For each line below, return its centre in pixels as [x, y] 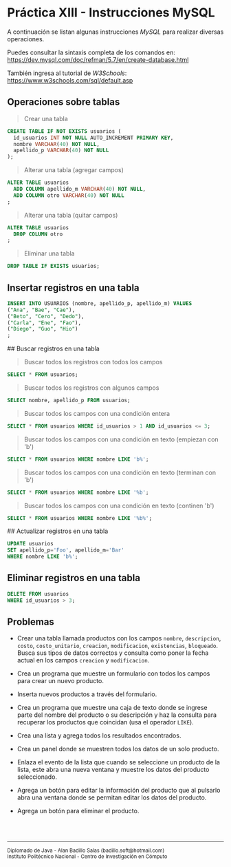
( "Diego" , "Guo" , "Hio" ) [43, 329]
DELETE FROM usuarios [38, 594]
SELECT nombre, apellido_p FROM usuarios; [69, 401]
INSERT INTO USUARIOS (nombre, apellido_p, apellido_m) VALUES [100, 303]
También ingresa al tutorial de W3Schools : [67, 73]
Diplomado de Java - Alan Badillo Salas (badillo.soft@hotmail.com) [86, 851]
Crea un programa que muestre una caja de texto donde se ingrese [112, 708]
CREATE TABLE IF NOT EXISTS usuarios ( [64, 131]
